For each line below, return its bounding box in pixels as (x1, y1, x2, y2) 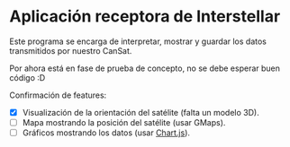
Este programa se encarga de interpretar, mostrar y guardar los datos (9, 36, 267, 47)
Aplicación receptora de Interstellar (9, 6, 281, 27)
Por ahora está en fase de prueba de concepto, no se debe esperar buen (9, 63, 281, 73)
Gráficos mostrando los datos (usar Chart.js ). (22, 127, 191, 138)
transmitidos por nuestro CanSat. (9, 45, 132, 56)
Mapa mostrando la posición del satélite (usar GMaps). (22, 117, 226, 127)
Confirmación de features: (9, 90, 107, 100)
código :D (9, 72, 46, 82)
